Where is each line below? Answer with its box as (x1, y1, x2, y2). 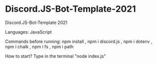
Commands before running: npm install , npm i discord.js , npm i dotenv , (5, 38, 153, 44)
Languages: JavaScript (5, 29, 52, 35)
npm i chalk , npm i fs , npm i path (5, 43, 74, 49)
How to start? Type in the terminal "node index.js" (5, 53, 106, 59)
